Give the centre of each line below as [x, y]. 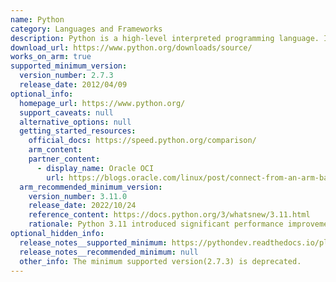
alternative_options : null [75, 122]
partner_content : [64, 159]
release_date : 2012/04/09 [73, 85]
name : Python [37, 19]
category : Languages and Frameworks [86, 29]
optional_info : [42, 94]
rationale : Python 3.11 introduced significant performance [156, 224]
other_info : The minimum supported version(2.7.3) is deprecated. [160, 261]
